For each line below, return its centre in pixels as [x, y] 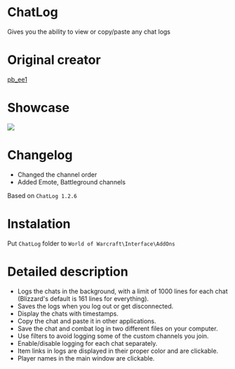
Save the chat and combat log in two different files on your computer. [117, 328]
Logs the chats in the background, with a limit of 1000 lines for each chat [122, 291]
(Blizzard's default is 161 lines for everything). [83, 298]
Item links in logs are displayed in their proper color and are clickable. [118, 351]
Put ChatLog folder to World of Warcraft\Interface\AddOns [91, 243]
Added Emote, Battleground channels [72, 182]
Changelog [40, 155]
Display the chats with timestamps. [68, 314]
